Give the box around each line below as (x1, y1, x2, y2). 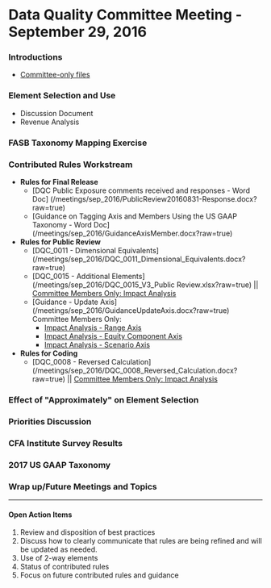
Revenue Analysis (19, 117, 80, 127)
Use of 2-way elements (19, 553, 98, 563)
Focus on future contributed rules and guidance (19, 570, 179, 580)
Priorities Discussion (8, 415, 92, 427)
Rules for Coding (19, 348, 78, 358)
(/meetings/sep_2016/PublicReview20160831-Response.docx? (49, 194, 257, 203)
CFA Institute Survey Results (8, 437, 123, 448)
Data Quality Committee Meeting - (8, 6, 243, 24)
